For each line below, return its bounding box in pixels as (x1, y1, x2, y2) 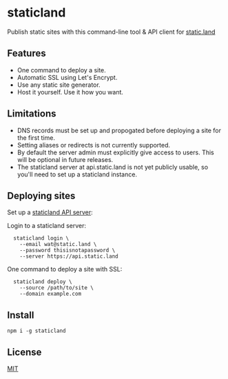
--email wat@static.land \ (19, 241, 97, 248)
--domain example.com (19, 291, 81, 298)
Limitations (7, 108, 56, 120)
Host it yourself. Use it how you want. (17, 88, 124, 96)
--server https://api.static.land (19, 253, 118, 260)
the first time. (17, 133, 55, 142)
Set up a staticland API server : (7, 208, 93, 216)
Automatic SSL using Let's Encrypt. (17, 73, 118, 81)
